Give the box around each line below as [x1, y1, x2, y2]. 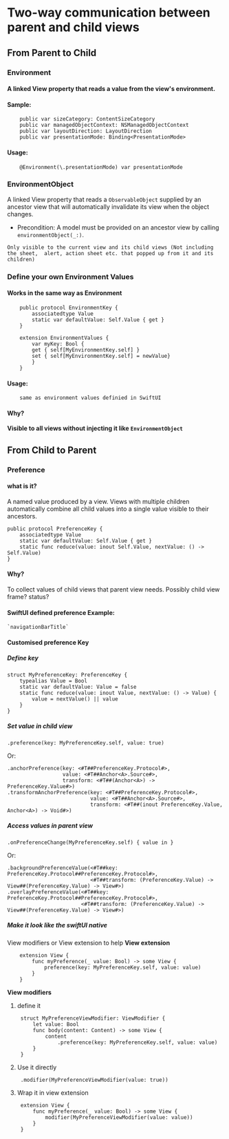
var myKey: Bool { [32, 340, 85, 347]
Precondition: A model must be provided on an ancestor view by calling [17, 223, 219, 232]
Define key [7, 654, 39, 663]
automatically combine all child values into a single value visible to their [7, 505, 210, 513]
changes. [7, 210, 34, 218]
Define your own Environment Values [7, 272, 134, 281]
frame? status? [7, 593, 50, 601]
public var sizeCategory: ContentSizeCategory [19, 116, 155, 123]
